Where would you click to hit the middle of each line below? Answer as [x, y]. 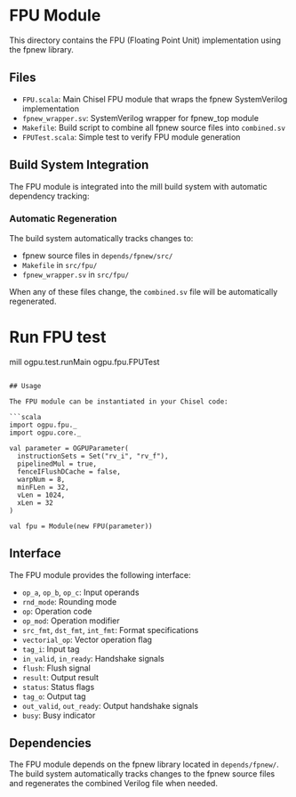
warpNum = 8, [41, 479]
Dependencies [50, 743]
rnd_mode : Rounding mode [69, 601]
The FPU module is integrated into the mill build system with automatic [138, 186]
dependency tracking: [49, 196]
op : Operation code [57, 611]
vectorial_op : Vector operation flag [87, 639]
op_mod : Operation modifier [71, 621]
